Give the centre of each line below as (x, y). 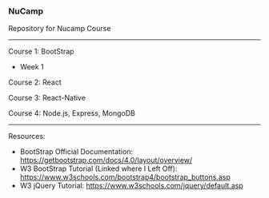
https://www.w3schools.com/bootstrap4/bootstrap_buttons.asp (125, 177)
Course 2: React (35, 82)
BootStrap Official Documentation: (76, 152)
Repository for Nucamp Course (60, 29)
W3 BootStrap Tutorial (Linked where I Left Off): (98, 168)
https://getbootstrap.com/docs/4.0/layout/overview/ (106, 160)
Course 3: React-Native (47, 98)
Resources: (27, 137)
